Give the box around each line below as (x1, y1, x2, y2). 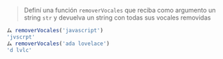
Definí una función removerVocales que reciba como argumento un (23, 6, 216, 14)
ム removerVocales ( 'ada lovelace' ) (6, 40, 110, 47)
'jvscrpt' (6, 33, 36, 41)
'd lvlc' (6, 46, 32, 53)
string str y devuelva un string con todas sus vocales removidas (23, 13, 212, 22)
